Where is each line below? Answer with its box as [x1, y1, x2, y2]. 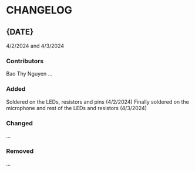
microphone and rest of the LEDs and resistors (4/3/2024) [6, 104, 147, 111]
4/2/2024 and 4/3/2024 [6, 42, 65, 49]
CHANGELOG [6, 4, 72, 17]
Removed [6, 147, 34, 155]
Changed [6, 119, 33, 127]
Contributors [6, 57, 44, 65]
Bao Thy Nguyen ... [6, 70, 53, 77]
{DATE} [6, 27, 34, 37]
